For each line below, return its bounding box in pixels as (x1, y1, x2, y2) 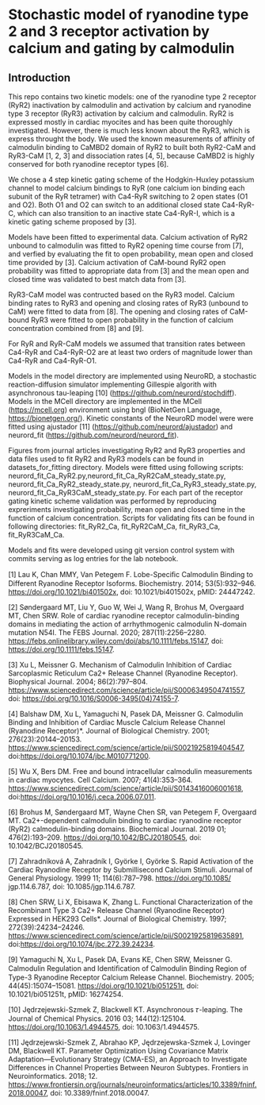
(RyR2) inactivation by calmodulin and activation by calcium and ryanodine (8, 101, 252, 110)
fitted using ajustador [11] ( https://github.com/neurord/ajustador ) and (8, 422, 233, 431)
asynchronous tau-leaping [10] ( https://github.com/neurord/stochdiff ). (8, 388, 237, 398)
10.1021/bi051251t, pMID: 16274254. (8, 990, 124, 999)
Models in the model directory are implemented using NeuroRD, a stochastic (8, 372, 257, 380)
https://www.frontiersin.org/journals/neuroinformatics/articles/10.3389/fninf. (8, 1080, 257, 1089)
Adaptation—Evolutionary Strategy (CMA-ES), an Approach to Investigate (8, 1054, 248, 1064)
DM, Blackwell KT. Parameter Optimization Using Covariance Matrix (8, 1046, 229, 1055)
